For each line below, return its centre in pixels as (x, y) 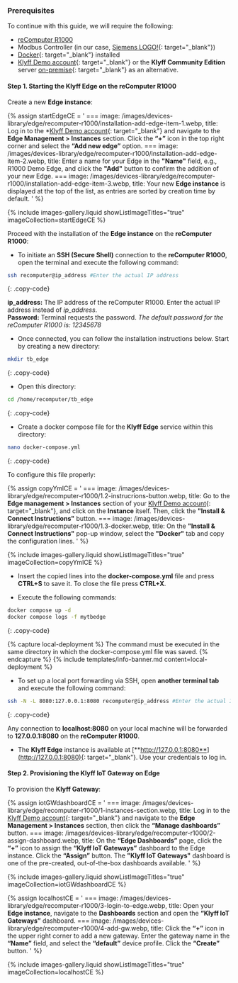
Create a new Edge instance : (50, 102)
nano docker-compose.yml (44, 448)
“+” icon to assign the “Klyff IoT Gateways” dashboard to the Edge (106, 848)
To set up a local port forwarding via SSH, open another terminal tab (118, 680)
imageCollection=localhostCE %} (56, 972)
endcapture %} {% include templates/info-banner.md (85, 659)
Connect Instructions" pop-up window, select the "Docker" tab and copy (116, 533)
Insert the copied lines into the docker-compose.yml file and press (116, 576)
